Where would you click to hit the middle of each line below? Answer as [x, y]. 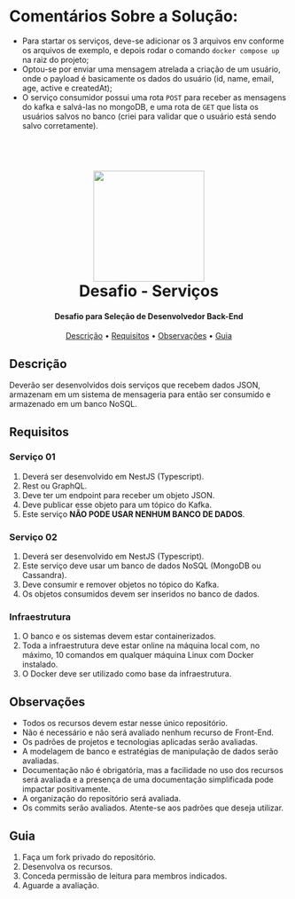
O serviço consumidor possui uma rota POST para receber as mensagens [154, 97]
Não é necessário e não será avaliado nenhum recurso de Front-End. [148, 732]
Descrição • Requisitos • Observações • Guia [149, 336]
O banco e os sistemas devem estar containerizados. [119, 637]
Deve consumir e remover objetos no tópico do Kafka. [120, 585]
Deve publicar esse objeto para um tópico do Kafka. [117, 504]
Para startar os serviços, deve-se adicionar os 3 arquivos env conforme [153, 41]
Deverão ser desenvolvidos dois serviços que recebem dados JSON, [135, 385]
